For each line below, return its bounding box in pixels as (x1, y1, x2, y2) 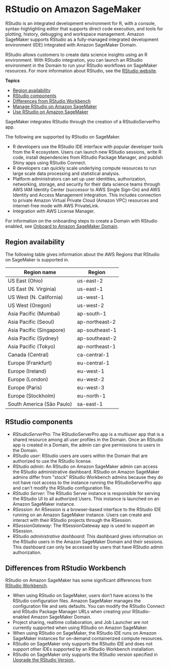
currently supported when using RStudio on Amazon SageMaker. (12, 625, 148, 631)
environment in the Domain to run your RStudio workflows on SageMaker (5, 62, 158, 68)
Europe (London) (8, 376, 49, 383)
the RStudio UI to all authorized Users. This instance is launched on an (12, 496, 159, 502)
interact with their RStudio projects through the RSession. (12, 517, 133, 523)
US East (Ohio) (8, 277, 43, 284)
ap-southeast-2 (77, 335, 117, 342)
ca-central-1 (77, 351, 110, 358)
